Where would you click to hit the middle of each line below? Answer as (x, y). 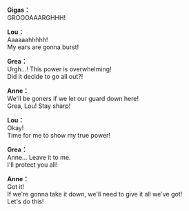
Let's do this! (26, 201)
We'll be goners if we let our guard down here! (73, 99)
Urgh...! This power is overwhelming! (59, 69)
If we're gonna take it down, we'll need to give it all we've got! (95, 194)
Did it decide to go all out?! (45, 77)
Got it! (16, 187)
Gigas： (19, 10)
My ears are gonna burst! (43, 47)
